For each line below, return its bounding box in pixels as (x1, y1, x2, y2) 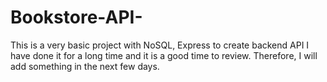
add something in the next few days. (10, 60, 160, 72)
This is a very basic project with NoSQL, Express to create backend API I (10, 39, 310, 51)
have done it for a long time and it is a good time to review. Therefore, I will (10, 49, 318, 61)
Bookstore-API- (10, 6, 143, 29)
